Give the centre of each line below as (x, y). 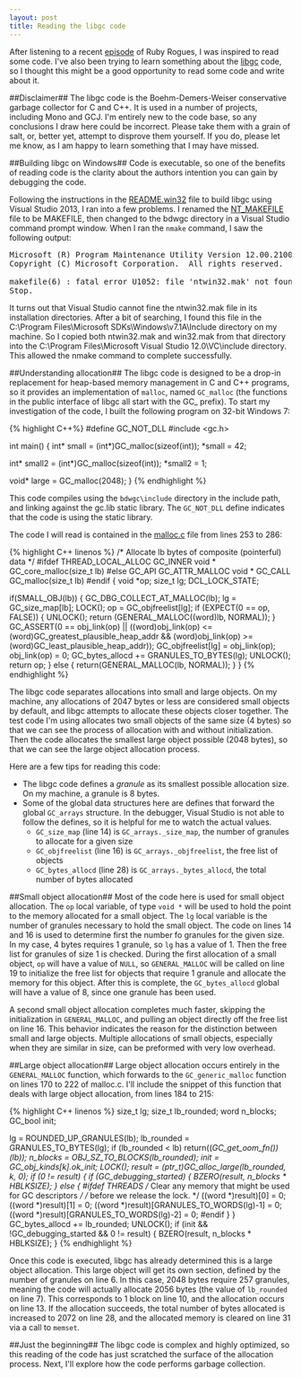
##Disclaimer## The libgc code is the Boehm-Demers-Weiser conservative (148, 97)
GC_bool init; (33, 1120)
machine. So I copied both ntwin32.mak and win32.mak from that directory (148, 336)
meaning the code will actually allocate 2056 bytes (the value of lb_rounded (149, 1289)
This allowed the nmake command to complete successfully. (121, 355)
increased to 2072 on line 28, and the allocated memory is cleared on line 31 (150, 1318)
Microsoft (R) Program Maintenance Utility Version (125, 254)
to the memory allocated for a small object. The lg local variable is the (138, 915)
